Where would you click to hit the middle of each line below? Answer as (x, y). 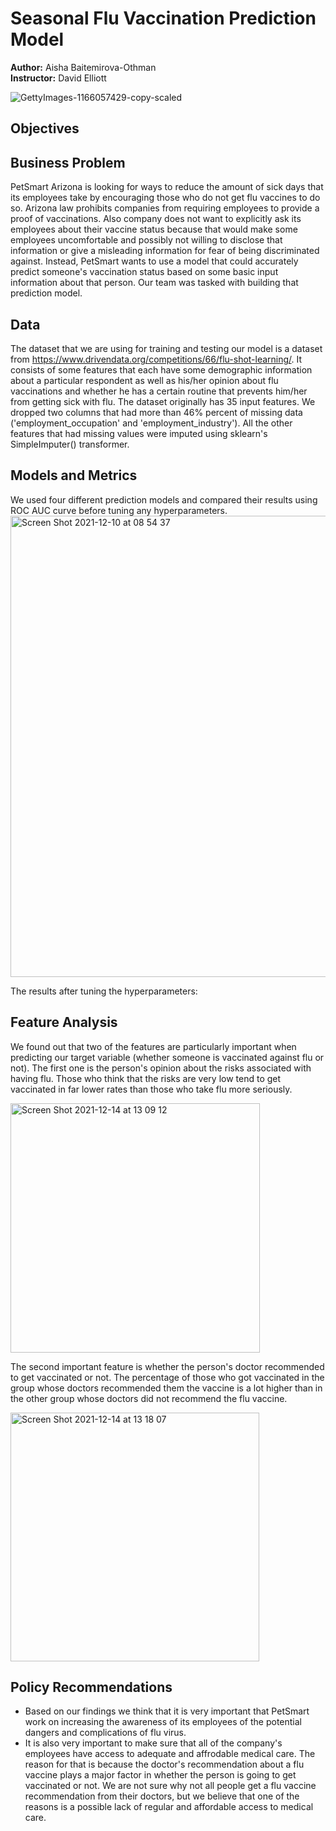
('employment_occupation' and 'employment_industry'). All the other (151, 423)
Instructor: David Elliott (58, 78)
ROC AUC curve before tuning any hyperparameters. (119, 510)
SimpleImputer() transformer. (70, 444)
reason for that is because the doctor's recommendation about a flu (164, 1764)
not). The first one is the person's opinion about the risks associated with (161, 1068)
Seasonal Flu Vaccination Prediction (163, 18)
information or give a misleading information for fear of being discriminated (165, 251)
